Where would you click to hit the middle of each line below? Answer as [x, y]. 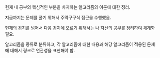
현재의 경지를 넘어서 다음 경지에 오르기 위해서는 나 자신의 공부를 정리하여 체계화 [80, 28]
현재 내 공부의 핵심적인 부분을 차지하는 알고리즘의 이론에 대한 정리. [68, 7]
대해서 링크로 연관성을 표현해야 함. [42, 50]
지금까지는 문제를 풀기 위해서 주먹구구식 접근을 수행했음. [58, 18]
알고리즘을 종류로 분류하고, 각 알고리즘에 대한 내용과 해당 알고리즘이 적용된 [76, 44]
